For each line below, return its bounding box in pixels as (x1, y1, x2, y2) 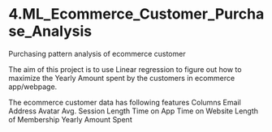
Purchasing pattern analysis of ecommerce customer (8, 49, 186, 58)
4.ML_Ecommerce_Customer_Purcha (8, 5, 265, 23)
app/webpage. (8, 82, 58, 92)
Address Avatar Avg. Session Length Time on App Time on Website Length (8, 106, 258, 116)
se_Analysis (8, 22, 92, 40)
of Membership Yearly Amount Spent (8, 114, 132, 124)
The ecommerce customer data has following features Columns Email (8, 97, 241, 107)
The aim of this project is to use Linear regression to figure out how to (8, 64, 242, 74)
